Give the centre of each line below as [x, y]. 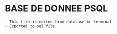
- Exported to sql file [30, 26]
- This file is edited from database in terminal [58, 22]
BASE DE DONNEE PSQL [56, 9]
